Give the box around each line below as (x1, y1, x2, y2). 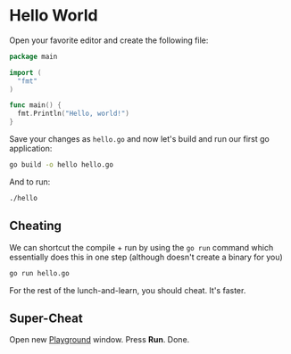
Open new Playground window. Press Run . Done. (9, 334, 190, 345)
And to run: (9, 176, 51, 187)
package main (9, 52, 58, 61)
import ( (9, 68, 42, 77)
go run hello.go (9, 268, 70, 277)
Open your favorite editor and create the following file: (9, 35, 209, 45)
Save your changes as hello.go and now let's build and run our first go (9, 134, 270, 144)
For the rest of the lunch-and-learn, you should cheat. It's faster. (9, 284, 246, 295)
